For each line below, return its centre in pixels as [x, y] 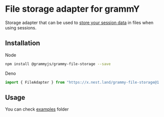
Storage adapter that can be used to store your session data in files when [79, 23]
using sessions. [21, 27]
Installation [23, 43]
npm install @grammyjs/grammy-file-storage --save [58, 64]
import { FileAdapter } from [35, 82]
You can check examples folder [37, 109]
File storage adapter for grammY [72, 9]
